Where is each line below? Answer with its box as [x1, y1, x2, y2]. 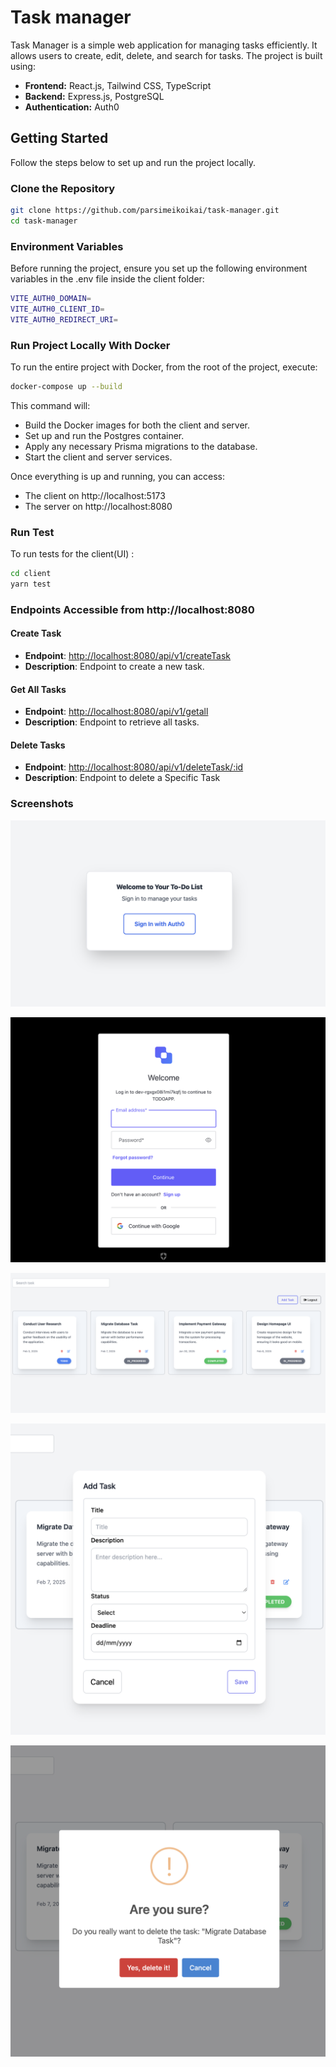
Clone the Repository [10, 181, 116, 195]
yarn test [10, 579, 52, 590]
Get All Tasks [10, 683, 67, 695]
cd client [10, 569, 52, 579]
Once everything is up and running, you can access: [10, 470, 226, 482]
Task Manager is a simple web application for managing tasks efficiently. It [10, 39, 318, 51]
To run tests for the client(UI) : [10, 548, 135, 560]
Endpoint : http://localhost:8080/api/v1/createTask [24, 650, 232, 662]
